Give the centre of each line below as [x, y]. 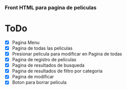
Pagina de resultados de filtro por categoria [57, 71]
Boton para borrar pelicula [39, 82]
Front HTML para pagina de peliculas [51, 8]
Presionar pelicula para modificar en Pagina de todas [67, 54]
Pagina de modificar [33, 77]
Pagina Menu [26, 42]
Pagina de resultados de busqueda [48, 65]
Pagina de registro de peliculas [44, 60]
